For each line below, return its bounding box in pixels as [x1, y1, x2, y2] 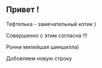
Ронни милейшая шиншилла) [6, 43, 80, 50]
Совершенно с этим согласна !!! [6, 32, 87, 39]
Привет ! [6, 5, 40, 15]
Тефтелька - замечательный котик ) [6, 20, 96, 27]
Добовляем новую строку [6, 54, 73, 61]
